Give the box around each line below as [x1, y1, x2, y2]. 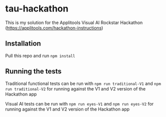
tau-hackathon [5, 3, 69, 14]
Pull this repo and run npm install [5, 52, 75, 58]
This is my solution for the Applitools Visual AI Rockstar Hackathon [5, 19, 143, 25]
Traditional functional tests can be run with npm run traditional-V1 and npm [5, 80, 161, 86]
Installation [5, 39, 41, 48]
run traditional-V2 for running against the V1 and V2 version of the [5, 85, 146, 91]
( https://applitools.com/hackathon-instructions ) [5, 24, 104, 30]
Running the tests [5, 67, 62, 75]
